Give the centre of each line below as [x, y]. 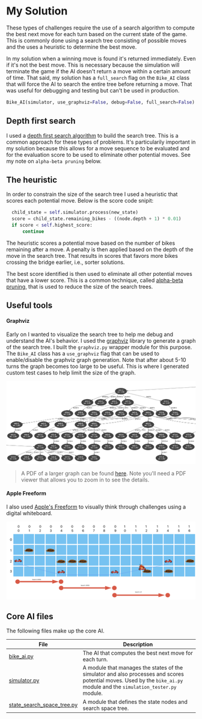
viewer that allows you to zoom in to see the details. [85, 480]
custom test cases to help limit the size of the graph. [71, 372]
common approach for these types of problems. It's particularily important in [101, 142]
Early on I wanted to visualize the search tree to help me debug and [90, 334]
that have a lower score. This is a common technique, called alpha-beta [95, 280]
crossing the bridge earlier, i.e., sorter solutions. [66, 262]
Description [138, 644]
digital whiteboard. [29, 513]
